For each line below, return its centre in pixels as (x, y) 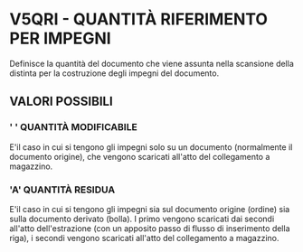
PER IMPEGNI (60, 38)
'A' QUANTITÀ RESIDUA (62, 190)
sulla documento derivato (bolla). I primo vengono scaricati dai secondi (142, 219)
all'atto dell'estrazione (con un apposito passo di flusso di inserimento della (150, 228)
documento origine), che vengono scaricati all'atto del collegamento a (140, 156)
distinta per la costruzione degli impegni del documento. (114, 73)
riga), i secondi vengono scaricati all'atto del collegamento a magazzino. (144, 238)
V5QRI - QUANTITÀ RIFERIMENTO (139, 19)
